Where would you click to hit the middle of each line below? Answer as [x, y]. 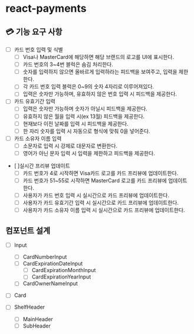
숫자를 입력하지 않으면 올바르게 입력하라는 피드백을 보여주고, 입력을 [100, 72]
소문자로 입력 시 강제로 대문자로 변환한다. [70, 146]
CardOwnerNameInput [50, 284]
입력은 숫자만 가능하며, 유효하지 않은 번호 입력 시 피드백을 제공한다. [100, 94]
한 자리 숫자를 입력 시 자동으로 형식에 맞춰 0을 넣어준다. [87, 131]
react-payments [46, 9]
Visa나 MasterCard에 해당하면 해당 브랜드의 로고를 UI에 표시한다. [98, 57]
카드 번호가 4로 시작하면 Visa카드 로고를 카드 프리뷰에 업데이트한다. [101, 173]
